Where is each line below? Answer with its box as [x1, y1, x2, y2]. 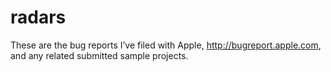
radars [10, 6, 67, 29]
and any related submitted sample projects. [10, 49, 189, 61]
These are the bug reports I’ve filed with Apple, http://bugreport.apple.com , [10, 39, 322, 51]
